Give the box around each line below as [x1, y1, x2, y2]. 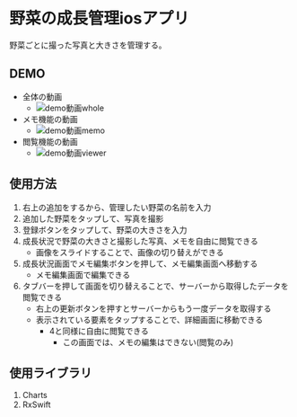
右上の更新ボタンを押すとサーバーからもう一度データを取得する [35, 303, 272, 314]
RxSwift [22, 399, 51, 410]
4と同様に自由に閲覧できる [48, 325, 150, 336]
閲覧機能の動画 [22, 136, 78, 146]
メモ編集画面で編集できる [35, 269, 131, 279]
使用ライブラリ [9, 365, 92, 380]
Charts [22, 390, 48, 401]
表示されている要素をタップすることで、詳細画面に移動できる [35, 314, 263, 324]
